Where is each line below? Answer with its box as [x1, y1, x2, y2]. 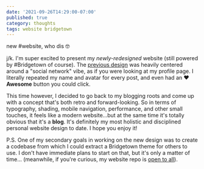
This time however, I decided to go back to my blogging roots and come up [6, 92, 195, 100]
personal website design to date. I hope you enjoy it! [6, 125, 138, 132]
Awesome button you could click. [6, 80, 91, 88]
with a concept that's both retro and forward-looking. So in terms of [6, 98, 177, 106]
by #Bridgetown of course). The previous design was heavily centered [6, 61, 183, 69]
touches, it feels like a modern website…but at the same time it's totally [6, 112, 185, 119]
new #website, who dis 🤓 [6, 43, 70, 50]
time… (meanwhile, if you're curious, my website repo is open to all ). [6, 156, 178, 163]
